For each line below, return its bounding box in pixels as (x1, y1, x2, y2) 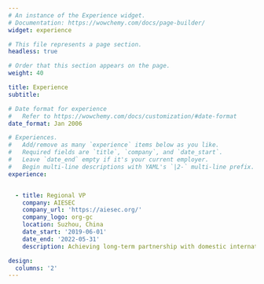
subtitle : (8, 90, 41, 98)
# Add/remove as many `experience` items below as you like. (8, 141, 220, 149)
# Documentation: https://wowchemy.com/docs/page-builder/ (8, 19, 206, 27)
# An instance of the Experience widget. (8, 11, 146, 20)
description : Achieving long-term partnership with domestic (22, 242, 226, 250)
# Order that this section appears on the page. (8, 62, 170, 70)
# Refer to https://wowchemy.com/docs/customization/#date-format (8, 112, 237, 120)
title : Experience (8, 83, 68, 91)
